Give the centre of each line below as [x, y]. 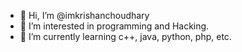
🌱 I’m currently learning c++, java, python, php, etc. [125, 36]
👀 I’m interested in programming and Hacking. [114, 26]
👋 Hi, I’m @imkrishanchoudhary [84, 15]
